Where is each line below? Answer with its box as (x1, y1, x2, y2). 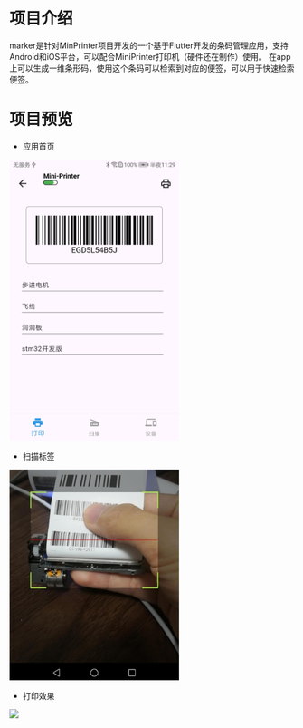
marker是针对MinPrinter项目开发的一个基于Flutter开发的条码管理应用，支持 (9, 40, 289, 51)
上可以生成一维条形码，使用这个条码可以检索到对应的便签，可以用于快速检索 (9, 63, 295, 73)
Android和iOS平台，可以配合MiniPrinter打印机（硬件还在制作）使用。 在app (9, 51, 291, 62)
